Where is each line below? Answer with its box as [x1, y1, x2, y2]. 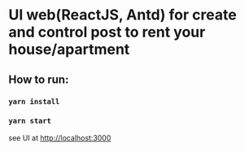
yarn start [8, 116, 51, 126]
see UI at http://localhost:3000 [8, 132, 112, 143]
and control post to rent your [8, 23, 206, 41]
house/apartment [8, 41, 130, 58]
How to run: [8, 72, 69, 86]
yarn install [8, 97, 60, 106]
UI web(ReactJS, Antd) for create [8, 6, 238, 24]
